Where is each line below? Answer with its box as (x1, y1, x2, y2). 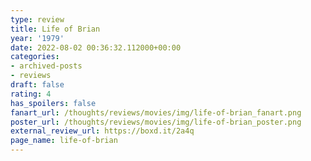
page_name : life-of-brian (10, 136, 118, 146)
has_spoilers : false (10, 98, 97, 108)
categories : (10, 52, 60, 62)
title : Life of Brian (10, 24, 101, 34)
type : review (10, 14, 65, 25)
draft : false (10, 80, 65, 90)
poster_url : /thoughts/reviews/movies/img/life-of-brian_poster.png (10, 117, 302, 127)
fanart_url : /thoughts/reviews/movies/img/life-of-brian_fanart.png (10, 107, 302, 118)
